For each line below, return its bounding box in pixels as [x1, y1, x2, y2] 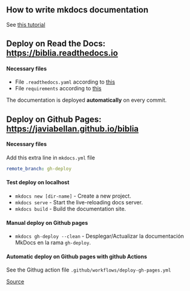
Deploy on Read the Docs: [6, 39, 106, 49]
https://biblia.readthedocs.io [6, 48, 118, 58]
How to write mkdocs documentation [6, 5, 149, 15]
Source [6, 278, 24, 286]
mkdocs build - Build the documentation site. [15, 206, 126, 213]
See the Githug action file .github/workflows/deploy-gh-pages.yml [6, 266, 171, 273]
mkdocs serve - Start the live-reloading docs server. [15, 199, 143, 206]
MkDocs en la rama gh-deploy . [15, 239, 91, 246]
